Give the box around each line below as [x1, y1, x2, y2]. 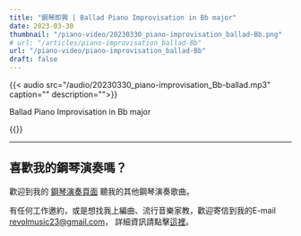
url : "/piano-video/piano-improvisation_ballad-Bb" [9, 47, 206, 56]
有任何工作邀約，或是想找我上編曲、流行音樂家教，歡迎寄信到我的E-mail [9, 205, 276, 215]
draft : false [9, 55, 58, 64]
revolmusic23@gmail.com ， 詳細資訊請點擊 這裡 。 [9, 216, 194, 227]
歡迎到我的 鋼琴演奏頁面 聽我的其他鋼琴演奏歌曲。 [9, 186, 194, 197]
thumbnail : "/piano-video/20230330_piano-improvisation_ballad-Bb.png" [9, 30, 282, 39]
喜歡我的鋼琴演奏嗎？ [9, 161, 127, 176]
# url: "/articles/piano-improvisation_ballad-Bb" [9, 38, 202, 48]
